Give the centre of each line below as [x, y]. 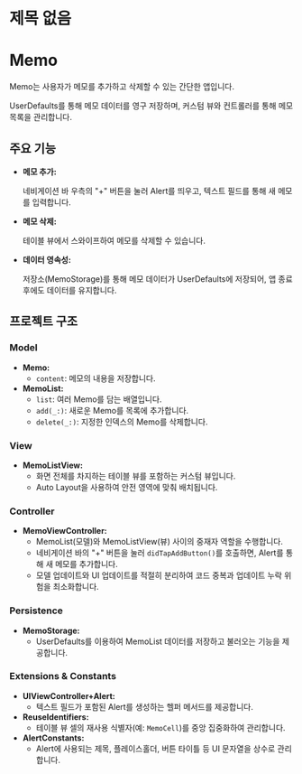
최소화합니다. [76, 587]
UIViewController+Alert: [69, 695]
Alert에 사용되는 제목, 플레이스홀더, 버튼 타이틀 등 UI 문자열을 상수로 [156, 748]
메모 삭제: [39, 221]
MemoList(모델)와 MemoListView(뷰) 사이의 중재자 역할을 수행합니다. [160, 542]
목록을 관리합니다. [41, 117]
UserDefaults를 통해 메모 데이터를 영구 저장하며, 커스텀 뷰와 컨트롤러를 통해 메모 [151, 106]
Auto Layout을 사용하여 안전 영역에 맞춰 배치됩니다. [127, 487]
